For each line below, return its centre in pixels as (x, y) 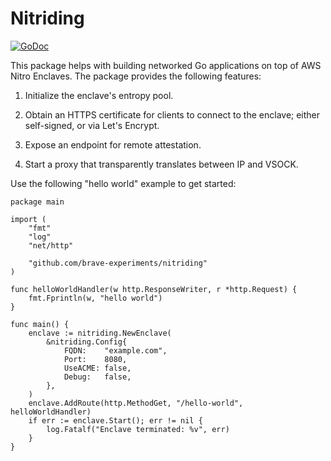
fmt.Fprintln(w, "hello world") (95, 298)
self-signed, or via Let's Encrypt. (92, 125)
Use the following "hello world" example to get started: (123, 183)
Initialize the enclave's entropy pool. (99, 95)
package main (37, 202)
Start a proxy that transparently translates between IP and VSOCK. (161, 164)
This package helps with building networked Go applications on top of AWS (166, 65)
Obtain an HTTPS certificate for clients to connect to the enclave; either (172, 114)
